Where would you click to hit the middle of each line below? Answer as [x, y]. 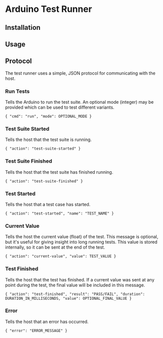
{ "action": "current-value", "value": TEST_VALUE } [61, 257]
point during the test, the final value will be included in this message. [75, 285]
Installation [23, 28]
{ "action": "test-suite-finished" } [44, 181]
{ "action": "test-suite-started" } [43, 149]
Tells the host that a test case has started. [48, 204]
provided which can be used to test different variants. [60, 107]
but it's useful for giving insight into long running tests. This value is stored [81, 242]
